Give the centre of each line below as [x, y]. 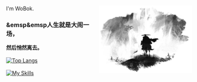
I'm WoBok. [20, 9]
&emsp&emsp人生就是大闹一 [48, 25]
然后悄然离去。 [24, 48]
